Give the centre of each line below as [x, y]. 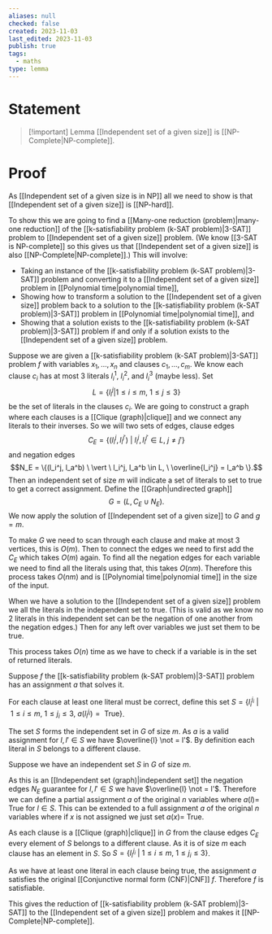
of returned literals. [41, 661]
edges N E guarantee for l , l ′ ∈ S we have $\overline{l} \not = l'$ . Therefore [133, 790]
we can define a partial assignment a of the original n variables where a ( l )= [134, 799]
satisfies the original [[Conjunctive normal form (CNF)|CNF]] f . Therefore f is [136, 879]
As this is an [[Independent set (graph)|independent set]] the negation [126, 780]
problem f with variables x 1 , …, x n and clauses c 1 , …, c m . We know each [126, 365]
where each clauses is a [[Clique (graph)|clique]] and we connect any [125, 417]
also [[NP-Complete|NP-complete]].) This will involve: [98, 255]
